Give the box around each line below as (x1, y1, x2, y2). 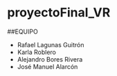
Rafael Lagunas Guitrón (17, 40, 84, 49)
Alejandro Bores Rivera (17, 55, 83, 63)
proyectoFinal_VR (7, 5, 111, 21)
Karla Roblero (17, 48, 57, 56)
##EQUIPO (7, 27, 38, 36)
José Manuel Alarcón (17, 62, 78, 71)
